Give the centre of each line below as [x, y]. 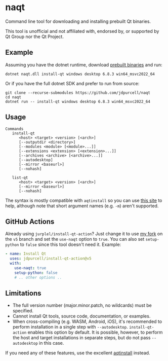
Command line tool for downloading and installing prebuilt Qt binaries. [78, 21]
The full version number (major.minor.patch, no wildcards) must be [82, 305]
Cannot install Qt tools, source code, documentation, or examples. [81, 316]
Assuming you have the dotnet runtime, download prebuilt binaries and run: [84, 64]
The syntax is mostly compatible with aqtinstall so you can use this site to [84, 200]
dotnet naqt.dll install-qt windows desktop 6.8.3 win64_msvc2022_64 [80, 74]
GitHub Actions [30, 221]
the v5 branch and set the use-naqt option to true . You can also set [75, 239]
